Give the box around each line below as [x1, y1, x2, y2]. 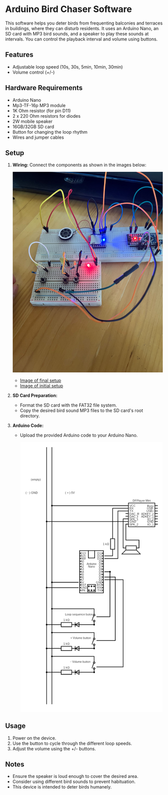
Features [5, 51, 33, 59]
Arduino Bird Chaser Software [5, 4, 132, 15]
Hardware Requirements [5, 84, 83, 92]
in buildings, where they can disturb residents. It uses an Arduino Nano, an [5, 25, 159, 31]
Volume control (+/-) [12, 69, 55, 75]
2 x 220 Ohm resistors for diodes [12, 113, 81, 119]
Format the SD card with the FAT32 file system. [19, 402, 117, 408]
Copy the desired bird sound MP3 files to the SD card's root [19, 407, 143, 414]
